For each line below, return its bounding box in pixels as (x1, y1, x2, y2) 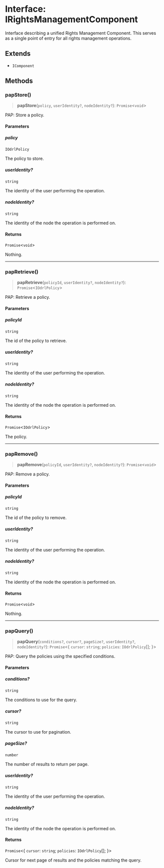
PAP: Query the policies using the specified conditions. (5, 654, 116, 659)
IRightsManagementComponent (5, 14, 138, 25)
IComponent (12, 63, 35, 68)
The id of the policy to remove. (5, 515, 67, 521)
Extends (5, 50, 31, 58)
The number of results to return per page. (5, 761, 89, 767)
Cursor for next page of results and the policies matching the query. (5, 857, 142, 863)
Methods (5, 77, 33, 85)
